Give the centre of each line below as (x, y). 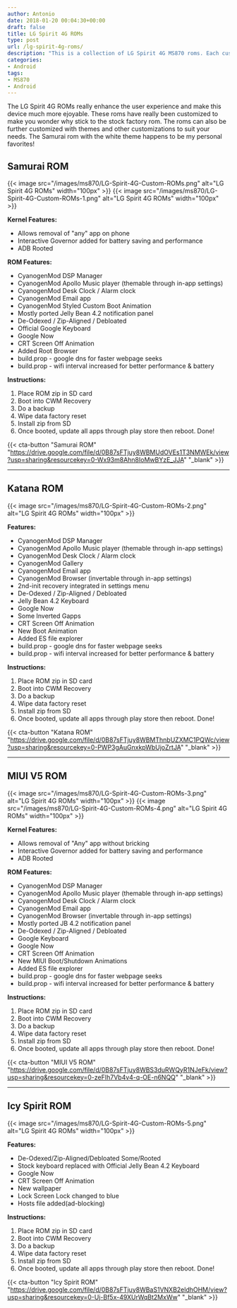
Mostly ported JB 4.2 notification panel (74, 923)
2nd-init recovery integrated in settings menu (83, 585)
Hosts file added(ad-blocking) (61, 1203)
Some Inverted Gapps (49, 616)
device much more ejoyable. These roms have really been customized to (113, 114)
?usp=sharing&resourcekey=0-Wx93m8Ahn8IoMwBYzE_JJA (96, 460)
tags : (15, 73)
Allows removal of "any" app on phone (74, 234)
